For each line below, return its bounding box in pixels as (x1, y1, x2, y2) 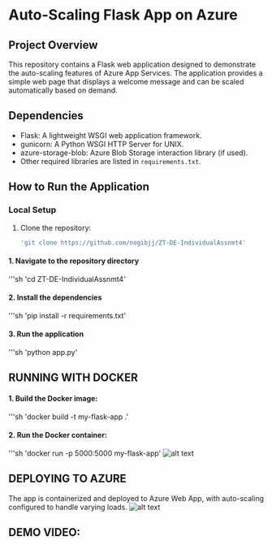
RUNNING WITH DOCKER (8, 371, 138, 385)
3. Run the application (8, 329, 84, 339)
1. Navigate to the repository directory (8, 256, 140, 266)
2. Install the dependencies (8, 292, 102, 302)
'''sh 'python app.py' (8, 347, 78, 357)
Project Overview (8, 38, 98, 52)
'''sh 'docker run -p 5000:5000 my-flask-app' (8, 448, 162, 458)
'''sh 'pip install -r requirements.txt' (8, 310, 127, 320)
